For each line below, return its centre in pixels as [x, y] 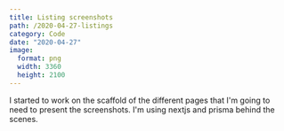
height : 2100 [41, 75]
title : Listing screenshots [61, 17]
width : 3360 [40, 67]
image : [21, 50]
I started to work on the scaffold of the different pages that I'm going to [140, 100]
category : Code [37, 34]
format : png [40, 58]
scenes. [24, 119]
